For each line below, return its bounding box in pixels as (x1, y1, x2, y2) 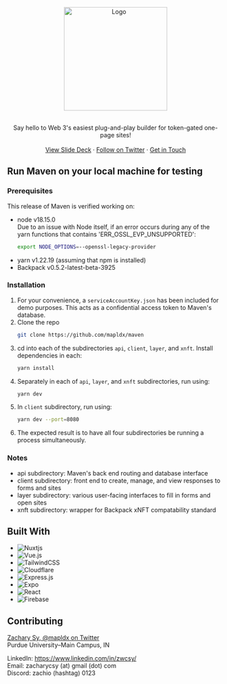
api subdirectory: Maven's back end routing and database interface (17, 469, 208, 477)
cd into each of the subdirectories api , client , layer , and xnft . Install (17, 344, 213, 352)
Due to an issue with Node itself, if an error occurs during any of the (17, 222, 210, 231)
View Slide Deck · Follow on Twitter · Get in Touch (45, 146, 186, 154)
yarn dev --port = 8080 (17, 416, 79, 423)
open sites (17, 498, 47, 507)
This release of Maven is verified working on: (7, 202, 136, 210)
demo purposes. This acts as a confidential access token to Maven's (17, 303, 212, 311)
